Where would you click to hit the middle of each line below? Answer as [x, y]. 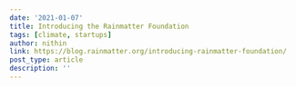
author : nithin [38, 43]
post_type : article [46, 60]
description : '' [40, 69]
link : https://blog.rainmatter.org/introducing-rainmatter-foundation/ [148, 52]
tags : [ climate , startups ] [61, 34]
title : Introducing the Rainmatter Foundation [99, 26]
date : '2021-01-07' [46, 18]
